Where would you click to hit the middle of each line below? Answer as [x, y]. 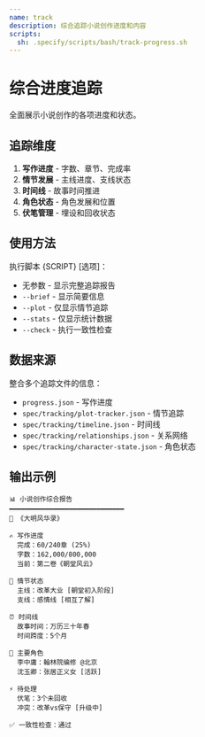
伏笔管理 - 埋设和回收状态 [69, 213]
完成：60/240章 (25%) [54, 546]
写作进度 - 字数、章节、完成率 [76, 168]
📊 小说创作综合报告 [41, 500]
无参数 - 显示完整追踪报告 [69, 285]
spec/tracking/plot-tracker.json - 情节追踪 [103, 413]
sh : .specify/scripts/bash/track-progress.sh [102, 42]
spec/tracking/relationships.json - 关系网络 [105, 435]
